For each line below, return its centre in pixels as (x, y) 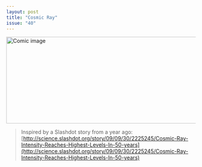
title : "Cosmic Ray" (32, 17)
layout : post (23, 12)
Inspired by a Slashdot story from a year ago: (77, 132)
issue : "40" (21, 23)
